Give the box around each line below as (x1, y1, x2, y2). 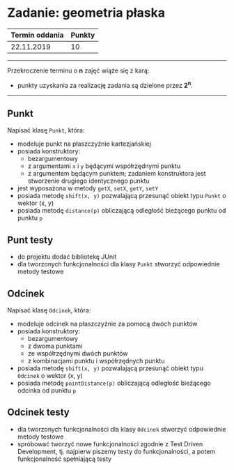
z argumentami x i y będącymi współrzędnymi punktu (27, 162, 181, 170)
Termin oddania (10, 30, 64, 40)
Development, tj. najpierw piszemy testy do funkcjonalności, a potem (17, 447, 216, 455)
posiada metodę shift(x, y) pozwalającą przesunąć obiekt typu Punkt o (17, 192, 226, 200)
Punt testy (7, 234, 54, 245)
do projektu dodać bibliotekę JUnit (17, 252, 117, 261)
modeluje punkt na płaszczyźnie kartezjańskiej (17, 139, 152, 148)
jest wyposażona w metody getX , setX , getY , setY (17, 184, 159, 192)
